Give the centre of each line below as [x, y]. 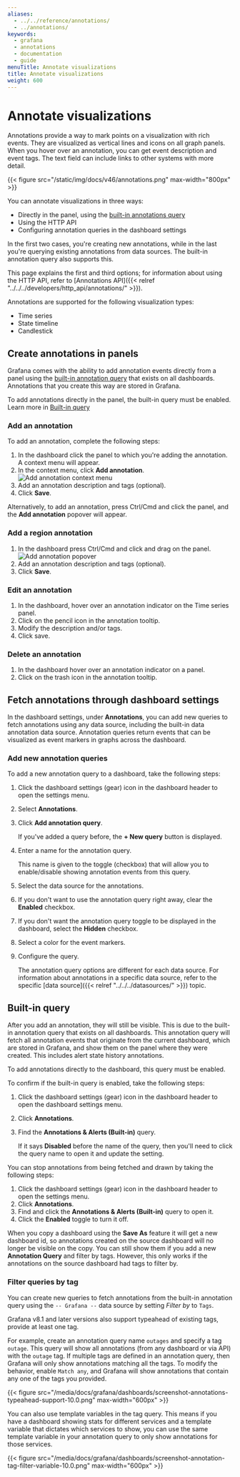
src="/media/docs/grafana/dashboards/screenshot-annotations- [133, 1392]
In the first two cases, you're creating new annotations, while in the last [112, 244]
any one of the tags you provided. [57, 1378]
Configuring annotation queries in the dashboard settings [102, 230]
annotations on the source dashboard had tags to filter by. [93, 1263]
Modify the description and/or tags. [70, 629]
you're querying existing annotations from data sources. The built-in [108, 251]
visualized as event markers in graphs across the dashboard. [97, 740]
